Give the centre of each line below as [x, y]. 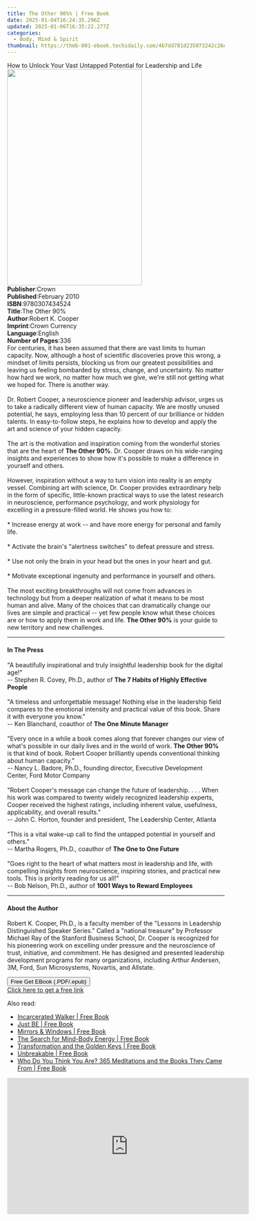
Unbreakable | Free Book [52, 1053]
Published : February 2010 [43, 296]
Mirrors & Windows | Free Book [61, 1031]
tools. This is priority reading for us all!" [63, 878]
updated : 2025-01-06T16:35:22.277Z [58, 26]
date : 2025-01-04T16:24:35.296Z [53, 20]
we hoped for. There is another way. [59, 385]
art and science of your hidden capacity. [65, 429]
